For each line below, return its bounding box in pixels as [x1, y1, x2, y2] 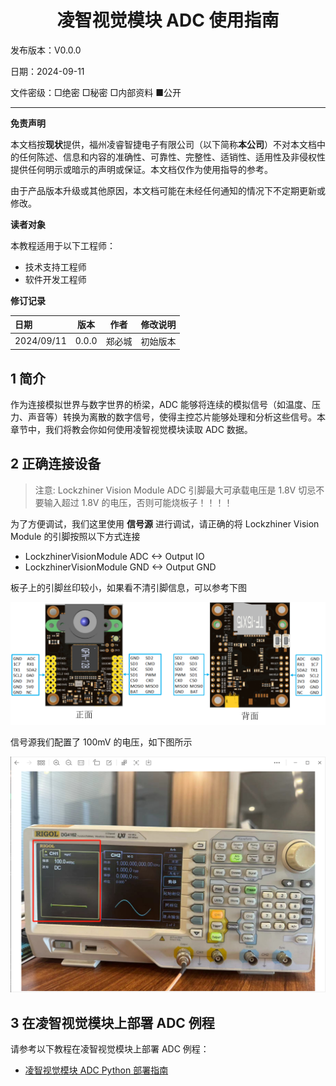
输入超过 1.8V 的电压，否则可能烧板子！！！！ [43, 496, 233, 508]
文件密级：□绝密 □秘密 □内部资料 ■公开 [10, 86, 182, 98]
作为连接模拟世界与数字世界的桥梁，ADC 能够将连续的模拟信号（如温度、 [10, 399, 312, 410]
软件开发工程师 [24, 273, 87, 285]
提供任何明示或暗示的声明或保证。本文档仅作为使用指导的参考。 [10, 163, 273, 175]
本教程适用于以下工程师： [10, 239, 116, 251]
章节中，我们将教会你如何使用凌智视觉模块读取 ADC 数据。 [10, 424, 253, 435]
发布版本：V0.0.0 [10, 44, 82, 56]
